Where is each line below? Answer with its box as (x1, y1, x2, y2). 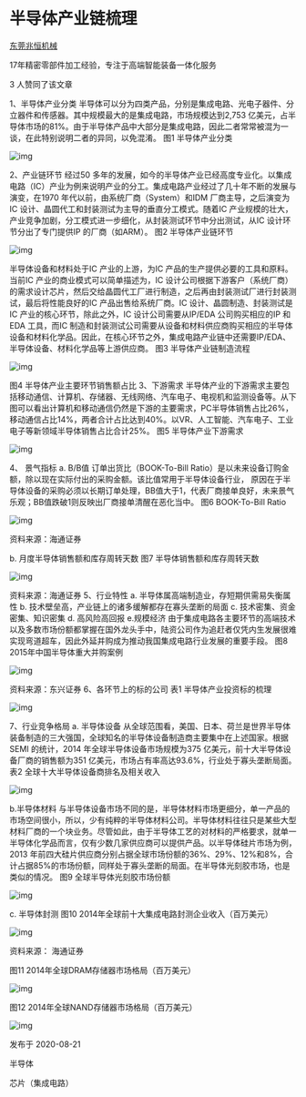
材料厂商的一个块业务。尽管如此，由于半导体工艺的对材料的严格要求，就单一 (9, 826, 297, 837)
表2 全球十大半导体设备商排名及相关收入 (9, 766, 161, 777)
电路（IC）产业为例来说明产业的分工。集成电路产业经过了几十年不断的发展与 (9, 180, 297, 191)
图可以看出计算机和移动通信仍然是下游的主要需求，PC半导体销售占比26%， (9, 402, 294, 413)
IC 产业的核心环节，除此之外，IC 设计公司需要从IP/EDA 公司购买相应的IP (9, 309, 280, 320)
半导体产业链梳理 (9, 8, 138, 29)
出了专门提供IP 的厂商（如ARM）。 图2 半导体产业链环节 (25, 226, 234, 237)
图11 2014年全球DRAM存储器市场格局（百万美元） (9, 964, 196, 975)
